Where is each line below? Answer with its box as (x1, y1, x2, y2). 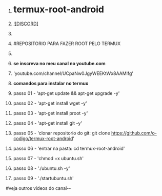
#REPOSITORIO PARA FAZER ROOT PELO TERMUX (13, 40, 121, 47)
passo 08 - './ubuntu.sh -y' (13, 165, 70, 171)
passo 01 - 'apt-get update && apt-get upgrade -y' (13, 90, 120, 96)
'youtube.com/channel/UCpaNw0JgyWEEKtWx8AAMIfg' (13, 70, 134, 76)
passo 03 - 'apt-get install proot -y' (13, 110, 88, 116)
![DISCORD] (13, 21, 38, 27)
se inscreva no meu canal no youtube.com (13, 60, 106, 66)
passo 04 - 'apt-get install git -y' (13, 120, 83, 126)
